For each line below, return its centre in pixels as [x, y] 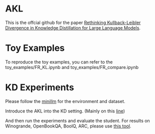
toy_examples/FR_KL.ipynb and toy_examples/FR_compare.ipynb [72, 67]
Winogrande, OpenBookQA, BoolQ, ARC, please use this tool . [68, 126]
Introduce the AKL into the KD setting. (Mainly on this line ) [65, 111]
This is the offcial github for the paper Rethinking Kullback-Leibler [73, 22]
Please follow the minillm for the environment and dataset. [65, 101]
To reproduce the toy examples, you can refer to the [59, 62]
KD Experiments [40, 87]
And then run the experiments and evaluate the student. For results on [78, 120]
